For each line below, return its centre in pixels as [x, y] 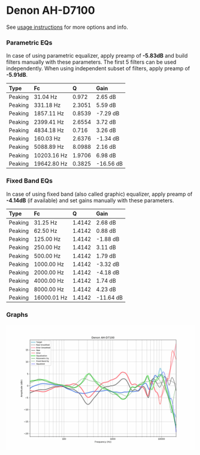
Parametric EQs [29, 43]
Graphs [17, 315]
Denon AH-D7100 [51, 11]
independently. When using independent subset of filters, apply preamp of [98, 68]
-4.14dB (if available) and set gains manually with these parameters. [90, 200]
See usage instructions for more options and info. [67, 27]
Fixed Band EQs [29, 181]
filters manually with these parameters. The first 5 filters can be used [91, 62]
